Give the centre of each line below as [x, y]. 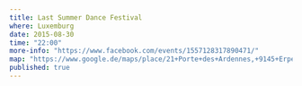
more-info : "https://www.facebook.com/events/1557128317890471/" [134, 51]
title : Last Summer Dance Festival [76, 17]
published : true [40, 68]
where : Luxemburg [42, 26]
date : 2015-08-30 [42, 34]
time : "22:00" [36, 43]
